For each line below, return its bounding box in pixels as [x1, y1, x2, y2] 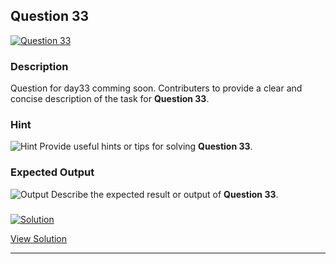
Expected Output [10, 165, 95, 179]
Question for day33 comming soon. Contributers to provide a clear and [10, 82, 303, 94]
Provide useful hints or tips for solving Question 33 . [39, 140, 253, 153]
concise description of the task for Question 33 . [10, 93, 210, 105]
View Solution [10, 232, 68, 244]
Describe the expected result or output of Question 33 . [50, 188, 279, 200]
